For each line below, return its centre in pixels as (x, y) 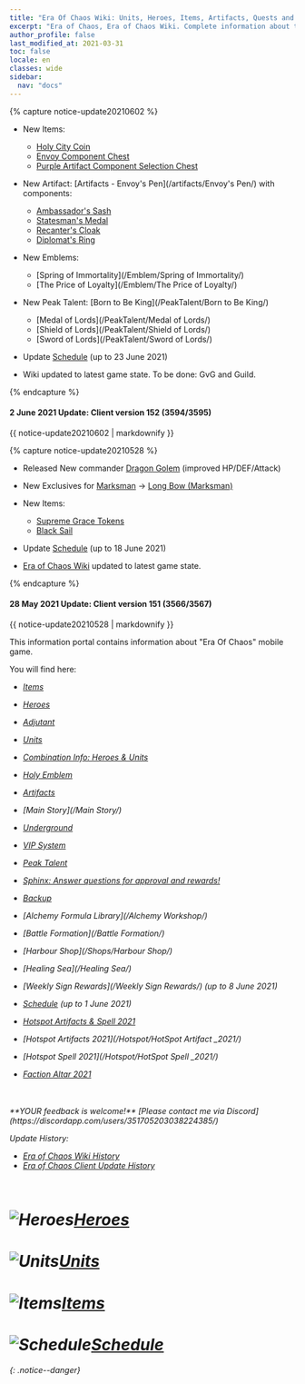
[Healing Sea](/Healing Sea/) (77, 969)
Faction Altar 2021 (57, 1074)
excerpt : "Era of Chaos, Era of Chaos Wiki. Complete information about (150, 26)
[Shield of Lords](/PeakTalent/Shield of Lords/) (123, 329)
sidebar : (26, 77)
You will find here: (43, 670)
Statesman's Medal (72, 220)
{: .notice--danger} (45, 1369)
